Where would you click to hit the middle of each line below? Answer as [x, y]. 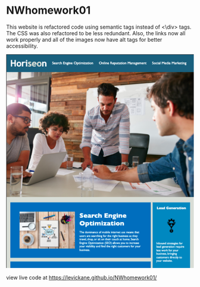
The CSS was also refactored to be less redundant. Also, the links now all [96, 33]
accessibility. [22, 46]
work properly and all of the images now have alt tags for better [84, 39]
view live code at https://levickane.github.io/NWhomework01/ [82, 277]
